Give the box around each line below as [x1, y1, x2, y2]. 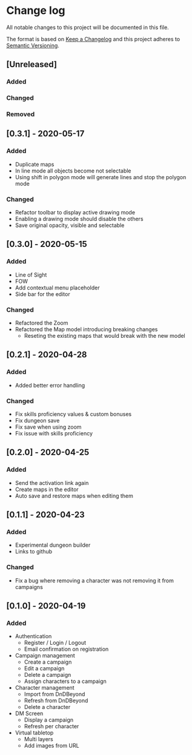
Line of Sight [15, 271, 47, 279]
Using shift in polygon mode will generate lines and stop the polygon [15, 173, 187, 180]
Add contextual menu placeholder [15, 284, 100, 291]
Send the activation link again [15, 479, 89, 486]
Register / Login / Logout [24, 639, 87, 647]
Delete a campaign [24, 671, 71, 679]
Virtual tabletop [15, 729, 54, 736]
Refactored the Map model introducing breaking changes [15, 326, 158, 333]
